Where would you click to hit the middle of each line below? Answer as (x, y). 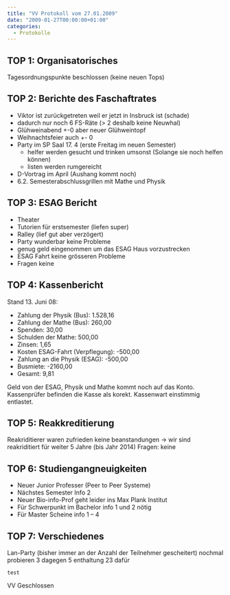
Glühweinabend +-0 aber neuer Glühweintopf (81, 130)
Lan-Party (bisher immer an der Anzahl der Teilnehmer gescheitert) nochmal (115, 552)
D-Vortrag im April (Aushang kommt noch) (77, 174)
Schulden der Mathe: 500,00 (58, 337)
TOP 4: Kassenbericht (55, 285)
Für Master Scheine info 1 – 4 (58, 514)
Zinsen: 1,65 (34, 344)
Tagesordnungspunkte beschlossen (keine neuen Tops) (86, 77)
